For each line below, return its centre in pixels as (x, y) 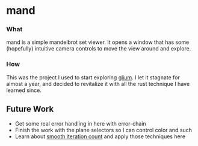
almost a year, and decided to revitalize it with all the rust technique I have (98, 84)
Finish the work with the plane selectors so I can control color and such (104, 130)
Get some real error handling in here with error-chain (80, 123)
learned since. (24, 90)
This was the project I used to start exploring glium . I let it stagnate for (93, 77)
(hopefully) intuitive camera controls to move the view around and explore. (99, 49)
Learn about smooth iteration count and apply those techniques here (100, 136)
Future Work (30, 109)
